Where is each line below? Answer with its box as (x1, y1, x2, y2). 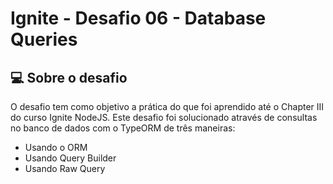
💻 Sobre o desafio (10, 69, 128, 86)
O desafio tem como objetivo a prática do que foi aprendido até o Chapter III (10, 101, 325, 112)
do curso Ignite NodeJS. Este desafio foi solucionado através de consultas (10, 112, 318, 123)
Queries (10, 28, 78, 51)
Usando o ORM (24, 142, 88, 153)
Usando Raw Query (24, 163, 106, 174)
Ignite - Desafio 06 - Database (10, 7, 267, 30)
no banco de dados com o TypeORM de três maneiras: (10, 122, 236, 134)
